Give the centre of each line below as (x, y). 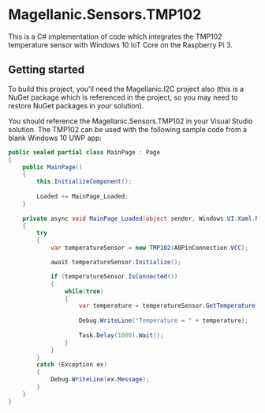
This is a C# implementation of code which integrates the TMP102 (115, 36)
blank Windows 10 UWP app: (55, 138)
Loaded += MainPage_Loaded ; (82, 196)
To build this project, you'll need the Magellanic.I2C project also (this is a (126, 89)
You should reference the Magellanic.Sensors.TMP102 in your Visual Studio (131, 121)
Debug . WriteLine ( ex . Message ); (100, 380)
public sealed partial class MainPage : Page (84, 152)
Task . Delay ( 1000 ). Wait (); (121, 335)
